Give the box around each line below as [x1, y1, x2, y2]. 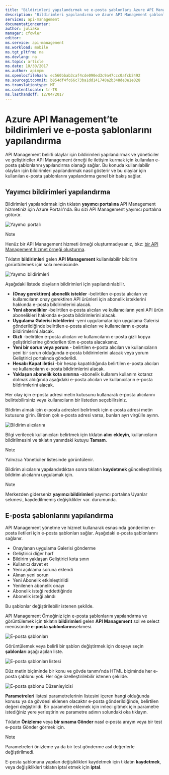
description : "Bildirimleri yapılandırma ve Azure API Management [5, 12, 147, 17]
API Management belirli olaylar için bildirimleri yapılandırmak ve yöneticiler [5, 152, 159, 158]
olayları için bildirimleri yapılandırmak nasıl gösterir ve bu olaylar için [5, 167, 146, 174]
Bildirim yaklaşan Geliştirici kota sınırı [12, 556, 90, 562]
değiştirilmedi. [5, 749, 35, 755]
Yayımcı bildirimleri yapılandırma [5, 188, 111, 196]
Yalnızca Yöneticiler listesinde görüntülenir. [5, 457, 95, 463]
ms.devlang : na [5, 54, 37, 59]
